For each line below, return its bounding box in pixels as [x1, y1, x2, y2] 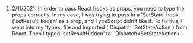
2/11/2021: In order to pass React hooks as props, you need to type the [11, 5, 185, 12]
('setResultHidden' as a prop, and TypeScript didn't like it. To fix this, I [11, 18, 183, 24]
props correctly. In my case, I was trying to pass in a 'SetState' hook [11, 11, 179, 18]
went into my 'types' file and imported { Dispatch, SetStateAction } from [11, 24, 188, 31]
